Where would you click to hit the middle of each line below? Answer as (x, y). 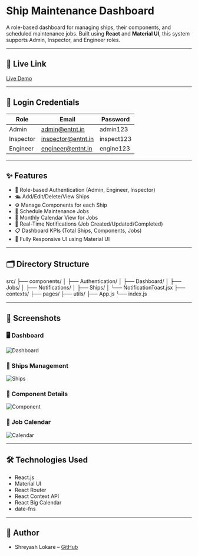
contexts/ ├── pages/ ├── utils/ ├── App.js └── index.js (77, 294)
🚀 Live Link (26, 64)
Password (115, 119)
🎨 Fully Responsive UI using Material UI (62, 239)
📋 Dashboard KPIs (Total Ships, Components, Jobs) (78, 231)
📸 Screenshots (34, 318)
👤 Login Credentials (43, 103)
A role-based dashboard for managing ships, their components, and (89, 27)
